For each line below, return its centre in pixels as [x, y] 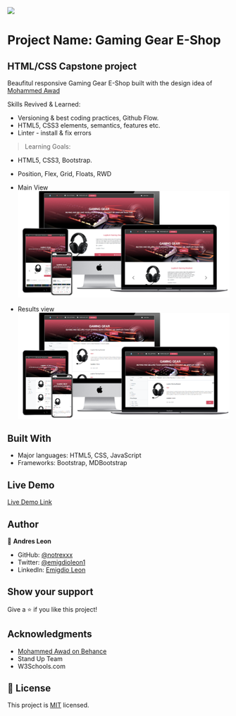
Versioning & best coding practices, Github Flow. [88, 118]
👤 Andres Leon [29, 541]
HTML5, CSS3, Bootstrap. [55, 160]
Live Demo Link [30, 502]
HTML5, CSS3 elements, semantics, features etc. [89, 125]
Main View [33, 187]
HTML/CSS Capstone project [72, 66]
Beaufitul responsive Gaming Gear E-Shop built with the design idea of [110, 83]
